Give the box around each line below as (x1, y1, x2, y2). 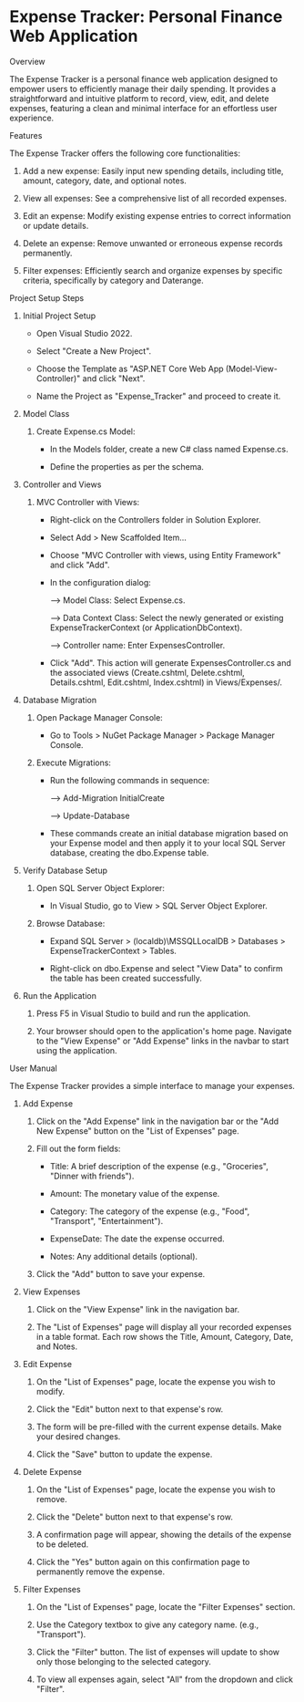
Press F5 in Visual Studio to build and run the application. (35, 1008, 251, 1019)
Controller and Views (22, 479, 102, 490)
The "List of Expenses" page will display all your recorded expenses (35, 1321, 292, 1333)
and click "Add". (49, 559, 111, 570)
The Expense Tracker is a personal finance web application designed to (9, 73, 279, 84)
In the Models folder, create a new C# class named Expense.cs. (49, 443, 289, 454)
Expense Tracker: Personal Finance (9, 6, 283, 27)
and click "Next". (82, 372, 146, 384)
